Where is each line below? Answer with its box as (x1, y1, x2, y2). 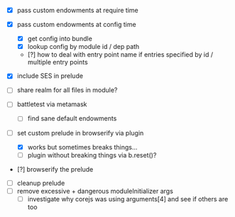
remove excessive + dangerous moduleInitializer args (16, 187, 173, 195)
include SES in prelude (16, 72, 83, 80)
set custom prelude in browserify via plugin (16, 128, 144, 137)
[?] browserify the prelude (16, 165, 94, 173)
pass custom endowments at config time (16, 21, 136, 29)
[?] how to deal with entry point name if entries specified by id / (27, 50, 214, 59)
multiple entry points (27, 58, 88, 67)
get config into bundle (27, 35, 93, 43)
